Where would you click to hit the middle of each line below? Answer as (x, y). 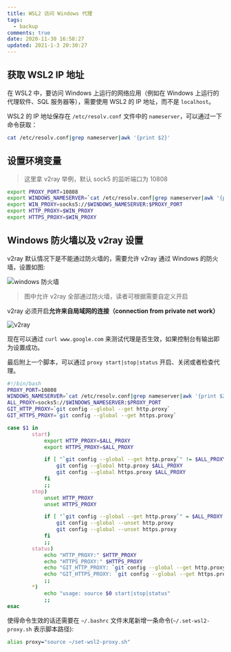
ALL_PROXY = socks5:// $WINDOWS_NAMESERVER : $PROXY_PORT (84, 403)
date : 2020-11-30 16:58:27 (46, 39)
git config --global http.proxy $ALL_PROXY (120, 466)
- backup (26, 26)
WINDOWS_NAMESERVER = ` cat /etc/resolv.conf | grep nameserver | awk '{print (112, 396)
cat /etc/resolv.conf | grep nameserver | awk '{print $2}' (89, 138)
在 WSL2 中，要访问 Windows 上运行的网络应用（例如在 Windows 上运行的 (113, 93)
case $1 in (23, 428)
